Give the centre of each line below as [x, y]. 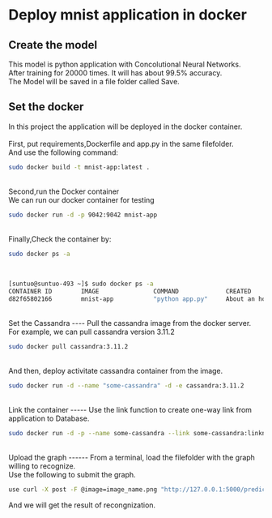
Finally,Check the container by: [60, 239]
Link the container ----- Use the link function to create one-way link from [130, 409]
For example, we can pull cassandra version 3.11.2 [92, 332]
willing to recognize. [42, 466]
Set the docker [46, 107]
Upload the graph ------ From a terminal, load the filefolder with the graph [132, 457]
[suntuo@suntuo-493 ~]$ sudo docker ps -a [81, 284]
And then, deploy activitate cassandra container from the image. [116, 370]
